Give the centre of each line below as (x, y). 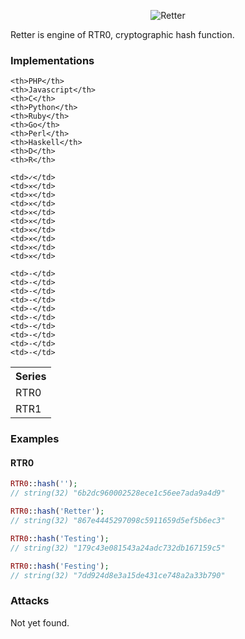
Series (31, 377)
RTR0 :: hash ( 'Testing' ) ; (60, 538)
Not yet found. (40, 622)
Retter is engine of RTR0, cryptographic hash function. (122, 34)
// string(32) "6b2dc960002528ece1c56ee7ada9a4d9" (118, 493)
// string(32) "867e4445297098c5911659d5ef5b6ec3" (118, 521)
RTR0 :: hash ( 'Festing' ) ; (60, 566)
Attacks (30, 601)
